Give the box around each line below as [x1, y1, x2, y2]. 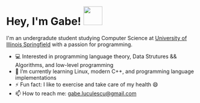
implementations [14, 74, 57, 81]
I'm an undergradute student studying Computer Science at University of [6, 34, 187, 41]
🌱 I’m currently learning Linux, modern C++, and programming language [14, 68, 195, 75]
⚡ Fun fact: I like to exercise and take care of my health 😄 [14, 81, 158, 88]
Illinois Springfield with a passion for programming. [6, 41, 133, 48]
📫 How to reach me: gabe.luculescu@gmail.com [14, 90, 137, 97]
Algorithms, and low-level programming [14, 61, 114, 68]
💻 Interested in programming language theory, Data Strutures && [14, 53, 177, 60]
